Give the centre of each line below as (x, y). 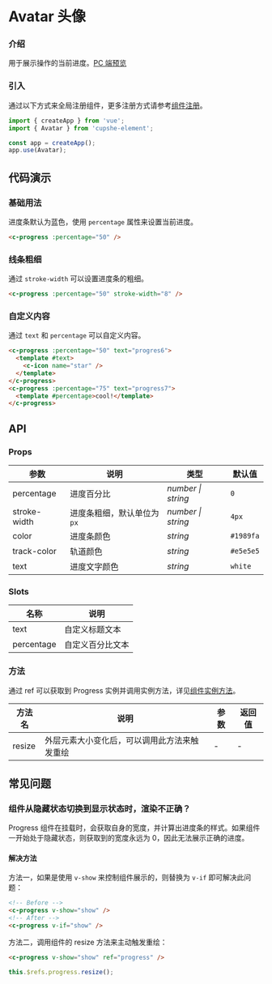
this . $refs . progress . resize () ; (61, 972)
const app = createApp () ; (52, 143)
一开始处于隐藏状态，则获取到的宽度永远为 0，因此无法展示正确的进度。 (129, 838)
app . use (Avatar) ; (38, 151)
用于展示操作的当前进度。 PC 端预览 (68, 63)
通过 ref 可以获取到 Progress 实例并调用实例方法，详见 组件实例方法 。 (124, 690)
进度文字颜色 (94, 567)
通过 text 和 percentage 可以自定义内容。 (77, 335)
